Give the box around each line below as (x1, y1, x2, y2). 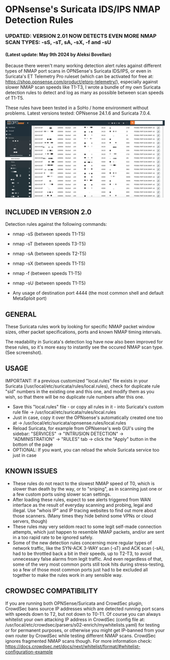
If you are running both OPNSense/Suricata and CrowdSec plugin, (5, 600, 143, 606)
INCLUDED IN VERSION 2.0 (5, 207, 92, 216)
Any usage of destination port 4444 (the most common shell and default (12, 290, 164, 296)
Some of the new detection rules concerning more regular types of (12, 539, 152, 546)
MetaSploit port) (12, 295, 47, 301)
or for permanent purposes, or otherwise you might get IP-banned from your (5, 627, 165, 633)
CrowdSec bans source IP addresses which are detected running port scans (5, 605, 164, 612)
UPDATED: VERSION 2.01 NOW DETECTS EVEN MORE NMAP (5, 32, 157, 40)
